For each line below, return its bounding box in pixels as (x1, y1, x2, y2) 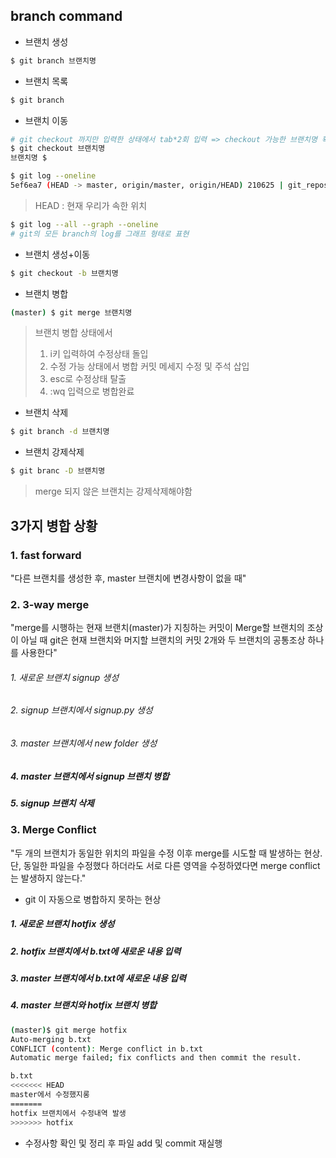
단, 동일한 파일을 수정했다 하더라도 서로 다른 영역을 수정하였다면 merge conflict (10, 859, 321, 871)
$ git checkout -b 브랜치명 (10, 268, 119, 278)
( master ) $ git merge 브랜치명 (10, 307, 133, 318)
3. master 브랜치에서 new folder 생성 (10, 737, 158, 749)
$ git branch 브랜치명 (10, 55, 97, 66)
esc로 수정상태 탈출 (49, 373, 127, 385)
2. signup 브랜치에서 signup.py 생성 (10, 704, 153, 716)
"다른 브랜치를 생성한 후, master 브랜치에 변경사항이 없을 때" (10, 572, 247, 584)
